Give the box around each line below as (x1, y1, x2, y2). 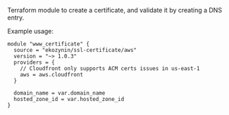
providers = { (13, 59, 55, 66)
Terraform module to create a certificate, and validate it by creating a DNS (7, 6, 223, 14)
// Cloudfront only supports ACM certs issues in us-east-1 (20, 65, 200, 72)
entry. (7, 13, 25, 22)
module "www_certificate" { (7, 41, 90, 48)
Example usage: (7, 27, 54, 35)
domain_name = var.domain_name (13, 90, 106, 97)
